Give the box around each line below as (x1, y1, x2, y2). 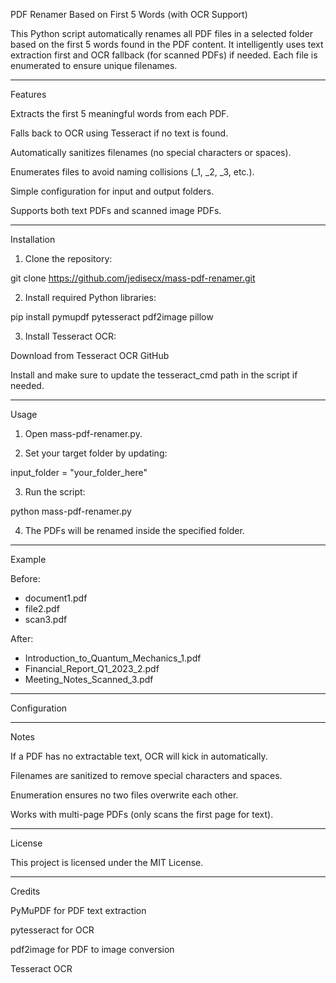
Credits (10, 885, 41, 897)
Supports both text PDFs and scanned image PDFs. (10, 205, 222, 216)
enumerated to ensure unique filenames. (10, 60, 178, 71)
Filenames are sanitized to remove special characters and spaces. (10, 770, 283, 781)
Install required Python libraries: (24, 292, 157, 303)
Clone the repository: (24, 253, 113, 264)
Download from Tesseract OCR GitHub (10, 350, 170, 361)
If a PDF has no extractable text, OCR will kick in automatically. (10, 750, 268, 762)
